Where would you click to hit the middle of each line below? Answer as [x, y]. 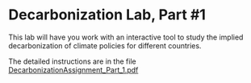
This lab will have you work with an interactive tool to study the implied [126, 37]
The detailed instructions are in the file [72, 61]
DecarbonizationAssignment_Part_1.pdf [73, 69]
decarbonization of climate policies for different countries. [105, 45]
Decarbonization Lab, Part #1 [107, 15]
